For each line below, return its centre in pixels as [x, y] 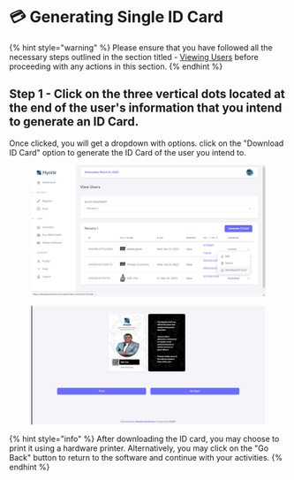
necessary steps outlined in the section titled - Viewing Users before [134, 57]
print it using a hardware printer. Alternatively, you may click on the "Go [139, 448]
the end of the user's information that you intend [146, 108]
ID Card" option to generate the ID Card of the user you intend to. [128, 152]
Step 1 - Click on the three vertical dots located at [147, 94]
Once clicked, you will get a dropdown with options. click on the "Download [147, 143]
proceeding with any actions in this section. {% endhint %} [116, 66]
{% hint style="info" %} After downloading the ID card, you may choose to [144, 439]
